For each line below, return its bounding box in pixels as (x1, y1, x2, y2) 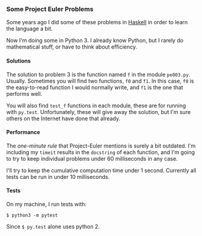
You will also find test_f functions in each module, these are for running (6, 102, 186, 109)
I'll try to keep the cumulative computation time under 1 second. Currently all (6, 166, 197, 174)
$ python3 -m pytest (6, 212, 59, 218)
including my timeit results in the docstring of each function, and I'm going (6, 148, 195, 156)
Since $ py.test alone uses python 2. (6, 223, 100, 230)
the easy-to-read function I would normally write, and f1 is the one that (6, 84, 183, 91)
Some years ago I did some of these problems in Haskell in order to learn (6, 19, 188, 26)
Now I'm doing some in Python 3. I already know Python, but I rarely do (6, 37, 184, 44)
